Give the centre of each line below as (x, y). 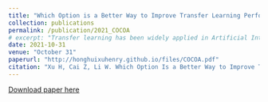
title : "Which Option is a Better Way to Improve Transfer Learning (124, 15)
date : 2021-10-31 (37, 45)
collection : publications (51, 23)
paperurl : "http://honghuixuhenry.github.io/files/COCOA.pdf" (114, 60)
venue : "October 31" (43, 52)
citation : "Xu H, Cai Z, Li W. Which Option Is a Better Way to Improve (132, 67)
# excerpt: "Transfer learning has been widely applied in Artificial (128, 38)
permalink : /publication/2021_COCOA (69, 30)
